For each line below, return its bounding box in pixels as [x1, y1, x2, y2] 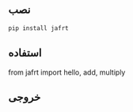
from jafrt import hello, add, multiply [8, 68, 126, 77]
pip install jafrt [8, 24, 69, 32]
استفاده [8, 46, 42, 60]
